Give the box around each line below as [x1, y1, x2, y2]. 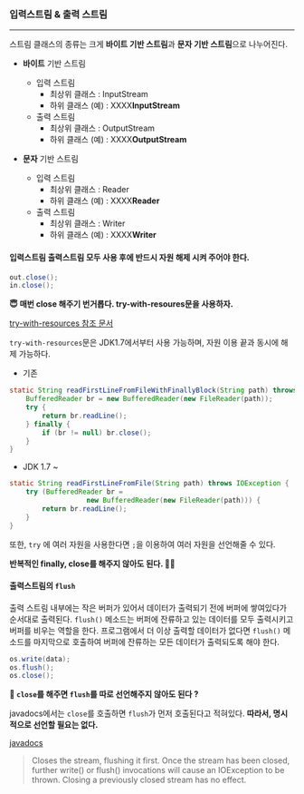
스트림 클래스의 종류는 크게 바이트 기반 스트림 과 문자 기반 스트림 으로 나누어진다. [9, 39, 288, 50]
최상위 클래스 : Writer [49, 218, 126, 229]
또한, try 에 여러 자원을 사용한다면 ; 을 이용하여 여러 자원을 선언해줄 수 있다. [9, 538, 276, 550]
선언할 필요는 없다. [33, 720, 99, 730]
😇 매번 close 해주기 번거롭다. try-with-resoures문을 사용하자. [9, 299, 233, 309]
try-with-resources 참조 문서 [9, 318, 114, 328]
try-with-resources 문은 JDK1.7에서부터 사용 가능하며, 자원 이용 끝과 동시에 [9, 338, 279, 348]
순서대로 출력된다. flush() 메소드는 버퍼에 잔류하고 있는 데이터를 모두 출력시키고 [9, 613, 294, 624]
